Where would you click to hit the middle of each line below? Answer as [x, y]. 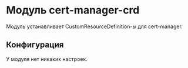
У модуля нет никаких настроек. [47, 59]
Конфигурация [35, 45]
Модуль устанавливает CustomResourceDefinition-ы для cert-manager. [95, 26]
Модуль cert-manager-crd [73, 10]
